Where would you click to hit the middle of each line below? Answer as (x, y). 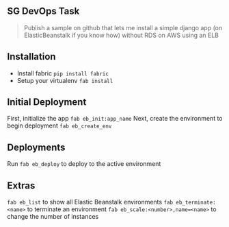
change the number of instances (53, 217)
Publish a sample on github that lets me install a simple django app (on (123, 27)
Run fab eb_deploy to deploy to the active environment (84, 164)
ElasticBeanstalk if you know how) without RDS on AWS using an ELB (121, 35)
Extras (21, 186)
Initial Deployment (47, 102)
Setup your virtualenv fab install (65, 80)
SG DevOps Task (43, 11)
